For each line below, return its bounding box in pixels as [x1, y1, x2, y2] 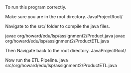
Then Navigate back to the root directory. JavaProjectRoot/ [5, 48, 127, 53]
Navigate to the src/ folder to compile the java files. [5, 23, 111, 29]
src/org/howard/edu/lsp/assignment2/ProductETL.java [5, 63, 117, 68]
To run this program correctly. [5, 4, 66, 10]
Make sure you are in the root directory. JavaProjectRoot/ [5, 14, 123, 19]
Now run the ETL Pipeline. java [5, 57, 68, 63]
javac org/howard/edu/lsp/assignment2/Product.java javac [5, 33, 126, 38]
